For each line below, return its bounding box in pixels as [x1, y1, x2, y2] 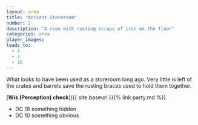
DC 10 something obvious [15, 112, 79, 119]
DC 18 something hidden [15, 105, 77, 112]
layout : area [6, 8, 39, 15]
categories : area [6, 31, 50, 37]
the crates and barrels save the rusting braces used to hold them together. [6, 82, 192, 89]
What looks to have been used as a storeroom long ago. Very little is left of [6, 76, 193, 83]
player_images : [6, 37, 45, 43]
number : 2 [6, 20, 31, 26]
